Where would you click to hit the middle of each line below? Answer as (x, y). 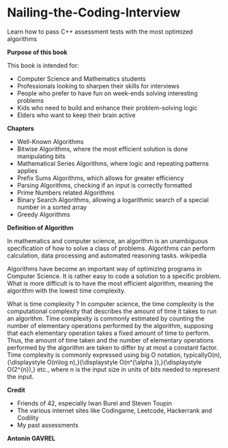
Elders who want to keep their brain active (76, 115)
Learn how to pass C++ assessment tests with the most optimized (100, 32)
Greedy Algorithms (43, 214)
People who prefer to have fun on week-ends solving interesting (107, 93)
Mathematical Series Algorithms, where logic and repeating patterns (113, 163)
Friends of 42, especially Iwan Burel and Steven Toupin (95, 403)
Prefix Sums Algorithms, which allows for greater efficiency (100, 178)
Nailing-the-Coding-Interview (94, 13)
